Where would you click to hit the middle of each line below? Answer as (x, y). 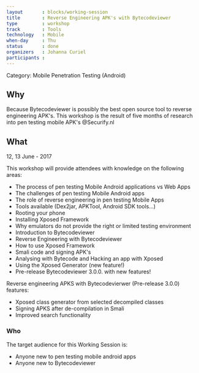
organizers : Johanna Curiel (46, 52)
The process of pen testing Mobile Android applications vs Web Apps (103, 187)
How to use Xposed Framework (55, 246)
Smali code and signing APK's (53, 252)
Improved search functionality (53, 315)
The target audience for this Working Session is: (67, 344)
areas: (14, 175)
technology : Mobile (35, 35)
